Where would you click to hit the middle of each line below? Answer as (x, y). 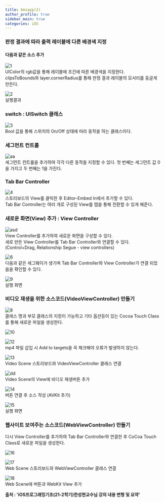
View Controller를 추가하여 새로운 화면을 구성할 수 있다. (59, 236)
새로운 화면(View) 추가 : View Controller (52, 219)
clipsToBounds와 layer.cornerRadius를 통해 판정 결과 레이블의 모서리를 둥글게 (81, 78)
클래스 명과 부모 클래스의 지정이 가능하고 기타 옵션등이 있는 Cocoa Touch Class (82, 316)
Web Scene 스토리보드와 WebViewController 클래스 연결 (61, 468)
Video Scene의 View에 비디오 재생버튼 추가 (47, 379)
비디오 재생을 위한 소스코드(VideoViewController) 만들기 (70, 299)
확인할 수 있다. (28, 269)
